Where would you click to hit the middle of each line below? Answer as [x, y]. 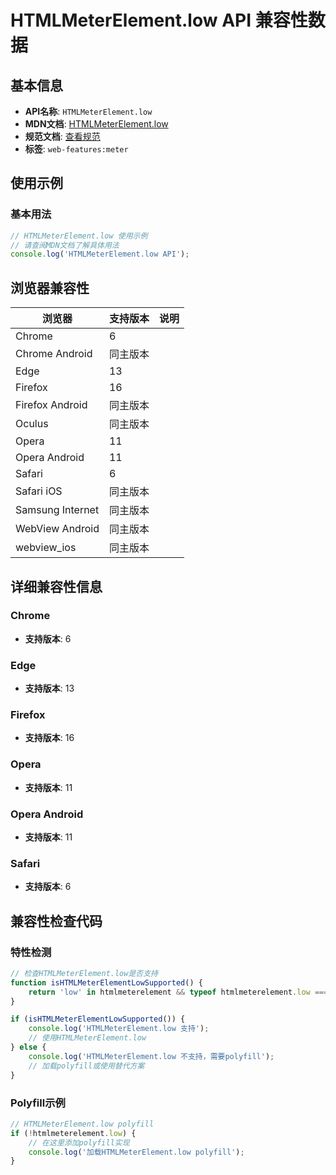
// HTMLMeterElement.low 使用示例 [79, 236]
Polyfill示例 [38, 1103]
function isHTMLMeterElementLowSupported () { [106, 982]
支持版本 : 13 [49, 688]
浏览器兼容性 [50, 287]
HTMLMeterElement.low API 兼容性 [159, 20]
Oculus [32, 424]
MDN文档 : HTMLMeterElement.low [96, 124]
